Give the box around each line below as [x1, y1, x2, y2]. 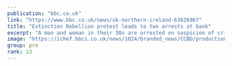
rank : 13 [7, 49, 32, 56]
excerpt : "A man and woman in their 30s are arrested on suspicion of [7, 29, 215, 36]
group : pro [7, 42, 39, 49]
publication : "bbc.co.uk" [7, 10, 81, 17]
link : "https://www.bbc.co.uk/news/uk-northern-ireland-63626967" [7, 16, 202, 23]
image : [7, 36, 26, 43]
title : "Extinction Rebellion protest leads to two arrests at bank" [7, 23, 212, 30]
